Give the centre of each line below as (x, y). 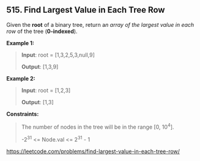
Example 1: (20, 43)
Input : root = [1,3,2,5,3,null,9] (58, 55)
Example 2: (21, 78)
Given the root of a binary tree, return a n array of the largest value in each (100, 24)
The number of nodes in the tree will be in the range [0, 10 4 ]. (98, 126)
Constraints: (23, 114)
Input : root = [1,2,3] (46, 90)
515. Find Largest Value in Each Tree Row (86, 10)
